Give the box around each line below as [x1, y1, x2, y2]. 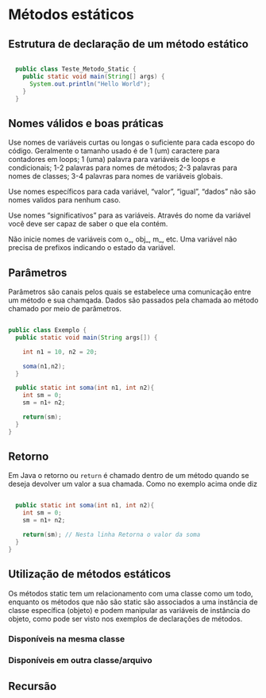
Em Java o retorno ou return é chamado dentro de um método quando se [8, 471, 249, 480]
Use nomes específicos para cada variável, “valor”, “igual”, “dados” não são [8, 187, 256, 196]
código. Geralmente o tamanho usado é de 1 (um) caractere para [8, 146, 220, 156]
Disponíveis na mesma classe [8, 634, 125, 645]
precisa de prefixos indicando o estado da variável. [8, 243, 176, 253]
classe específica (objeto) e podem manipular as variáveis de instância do [8, 605, 251, 615]
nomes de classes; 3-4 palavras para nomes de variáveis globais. [8, 172, 223, 181]
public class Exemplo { [8, 326, 87, 334]
